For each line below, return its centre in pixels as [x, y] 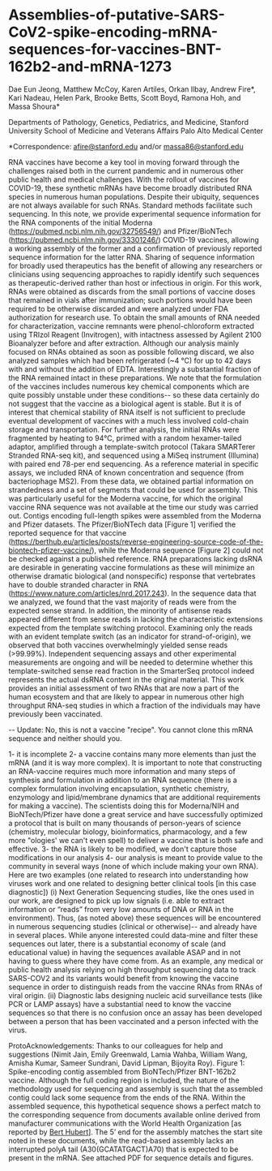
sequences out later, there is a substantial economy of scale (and [117, 944]
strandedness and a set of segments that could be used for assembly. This [133, 489]
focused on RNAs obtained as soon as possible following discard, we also [132, 351]
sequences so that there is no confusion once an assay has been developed [136, 1013]
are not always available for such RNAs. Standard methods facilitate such [130, 205]
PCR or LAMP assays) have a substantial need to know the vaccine [120, 1004]
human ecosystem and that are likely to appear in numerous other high [126, 696]
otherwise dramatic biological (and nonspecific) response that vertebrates [132, 576]
